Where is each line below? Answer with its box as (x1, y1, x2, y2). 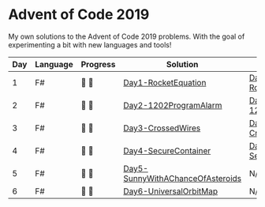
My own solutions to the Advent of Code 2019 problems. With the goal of (8, 32, 245, 41)
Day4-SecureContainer (123, 145, 211, 156)
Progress (80, 58, 116, 70)
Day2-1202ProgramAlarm (123, 100, 222, 111)
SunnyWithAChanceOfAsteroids (123, 172, 242, 183)
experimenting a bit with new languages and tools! (8, 40, 172, 49)
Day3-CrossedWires (123, 122, 201, 134)
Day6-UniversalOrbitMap (123, 186, 218, 197)
